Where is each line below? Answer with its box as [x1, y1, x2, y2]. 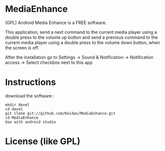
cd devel [5, 106, 23, 111]
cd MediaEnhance [5, 115, 38, 120]
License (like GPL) [5, 136, 80, 147]
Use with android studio [5, 119, 56, 125]
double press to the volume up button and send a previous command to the [5, 34, 158, 40]
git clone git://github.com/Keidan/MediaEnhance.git [5, 111, 116, 116]
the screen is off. [5, 45, 39, 50]
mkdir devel [5, 102, 30, 107]
